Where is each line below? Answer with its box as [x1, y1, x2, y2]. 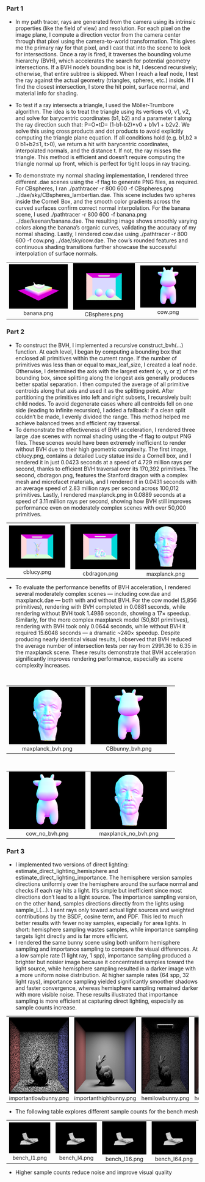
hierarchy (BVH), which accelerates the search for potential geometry [15, 57, 190, 65]
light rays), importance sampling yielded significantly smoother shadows [15, 978, 198, 986]
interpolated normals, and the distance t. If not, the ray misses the [15, 147, 181, 154]
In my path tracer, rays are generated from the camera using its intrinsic [15, 18, 196, 26]
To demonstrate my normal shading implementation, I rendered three [15, 172, 189, 179]
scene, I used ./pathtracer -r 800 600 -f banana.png [15, 211, 147, 218]
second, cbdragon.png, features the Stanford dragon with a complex [15, 471, 188, 478]
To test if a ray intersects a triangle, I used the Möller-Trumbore [15, 102, 174, 109]
